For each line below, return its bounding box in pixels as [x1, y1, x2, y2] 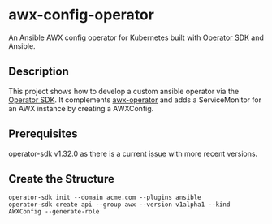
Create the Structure [8, 172, 115, 186]
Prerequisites [8, 127, 78, 141]
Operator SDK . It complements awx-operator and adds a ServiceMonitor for [8, 95, 262, 105]
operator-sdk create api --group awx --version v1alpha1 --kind [8, 200, 231, 209]
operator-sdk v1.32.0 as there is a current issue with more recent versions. [8, 149, 258, 158]
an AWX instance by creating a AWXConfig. [8, 103, 154, 113]
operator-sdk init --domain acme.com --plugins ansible [8, 193, 201, 202]
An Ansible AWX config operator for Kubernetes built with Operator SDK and [8, 32, 264, 42]
